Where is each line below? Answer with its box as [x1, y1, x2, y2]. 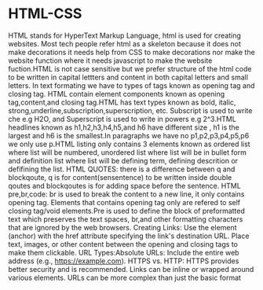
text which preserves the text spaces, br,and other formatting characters [8, 214, 243, 224]
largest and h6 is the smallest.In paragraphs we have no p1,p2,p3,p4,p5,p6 [8, 130, 250, 140]
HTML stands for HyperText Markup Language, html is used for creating [8, 31, 242, 40]
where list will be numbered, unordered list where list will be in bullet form [8, 147, 247, 157]
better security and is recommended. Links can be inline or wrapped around [8, 264, 254, 273]
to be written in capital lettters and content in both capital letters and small [8, 72, 249, 82]
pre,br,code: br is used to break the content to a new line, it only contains [8, 189, 245, 199]
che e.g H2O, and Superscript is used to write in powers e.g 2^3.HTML [8, 114, 237, 123]
